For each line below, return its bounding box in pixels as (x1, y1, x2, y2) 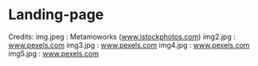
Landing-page (8, 6, 104, 24)
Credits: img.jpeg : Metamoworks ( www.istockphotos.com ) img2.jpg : (8, 32, 236, 41)
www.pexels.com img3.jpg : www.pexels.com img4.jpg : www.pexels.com (8, 40, 250, 49)
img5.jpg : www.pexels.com (8, 49, 100, 58)
